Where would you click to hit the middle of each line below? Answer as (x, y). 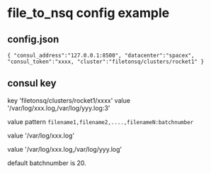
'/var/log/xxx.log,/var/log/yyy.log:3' (59, 108)
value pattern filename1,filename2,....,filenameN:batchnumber (101, 121)
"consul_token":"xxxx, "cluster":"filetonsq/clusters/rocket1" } (105, 62)
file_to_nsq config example (89, 13)
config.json (33, 39)
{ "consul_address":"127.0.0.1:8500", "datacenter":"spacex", (101, 55)
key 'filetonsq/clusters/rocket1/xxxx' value (69, 100)
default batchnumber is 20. (47, 163)
